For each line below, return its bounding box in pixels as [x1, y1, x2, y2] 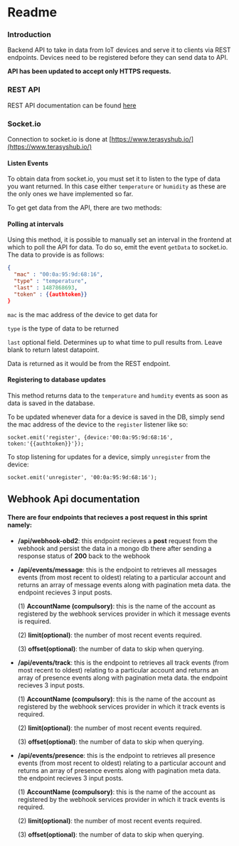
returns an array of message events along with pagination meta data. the [17, 580, 231, 589]
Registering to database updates [7, 375, 107, 384]
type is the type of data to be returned [7, 324, 119, 333]
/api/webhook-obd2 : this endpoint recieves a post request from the [17, 536, 218, 545]
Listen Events [7, 159, 48, 167]
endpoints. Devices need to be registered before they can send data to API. [7, 53, 228, 62]
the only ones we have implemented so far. [7, 190, 134, 198]
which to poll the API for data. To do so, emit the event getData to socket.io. [7, 243, 228, 252]
